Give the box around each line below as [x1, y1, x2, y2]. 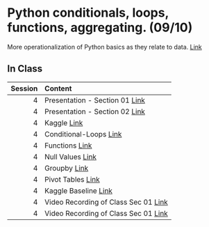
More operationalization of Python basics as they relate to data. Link [7, 42, 203, 51]
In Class [7, 63, 43, 75]
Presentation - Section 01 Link [44, 95, 146, 105]
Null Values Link [44, 152, 97, 162]
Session [10, 84, 38, 93]
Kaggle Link [44, 118, 83, 127]
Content [44, 84, 72, 93]
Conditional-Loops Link [44, 129, 122, 139]
